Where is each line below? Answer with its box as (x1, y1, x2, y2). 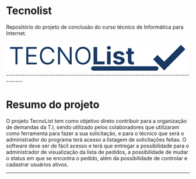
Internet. (6, 29, 27, 36)
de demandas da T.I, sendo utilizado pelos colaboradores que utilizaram (6, 123, 180, 130)
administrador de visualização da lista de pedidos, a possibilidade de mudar (6, 148, 188, 156)
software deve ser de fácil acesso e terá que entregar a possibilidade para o (6, 142, 190, 149)
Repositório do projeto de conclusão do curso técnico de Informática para (6, 23, 184, 30)
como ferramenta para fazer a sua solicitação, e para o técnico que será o (6, 130, 184, 137)
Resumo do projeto (6, 98, 100, 112)
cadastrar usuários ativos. (6, 161, 69, 168)
